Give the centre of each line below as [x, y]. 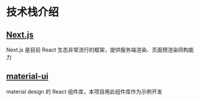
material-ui [28, 76]
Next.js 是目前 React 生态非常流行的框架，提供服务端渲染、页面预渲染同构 [98, 50]
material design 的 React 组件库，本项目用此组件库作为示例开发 [84, 91]
